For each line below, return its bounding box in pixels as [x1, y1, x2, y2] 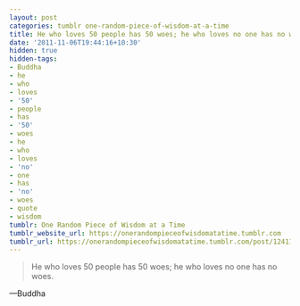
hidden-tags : [9, 54, 58, 63]
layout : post [9, 12, 58, 22]
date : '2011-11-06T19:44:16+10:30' [9, 37, 142, 47]
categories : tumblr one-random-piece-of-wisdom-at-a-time [9, 21, 229, 30]
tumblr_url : [9, 237, 54, 246]
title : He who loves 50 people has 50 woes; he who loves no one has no [9, 29, 286, 38]
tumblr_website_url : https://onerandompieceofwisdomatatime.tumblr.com [9, 228, 281, 237]
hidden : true [9, 46, 58, 55]
